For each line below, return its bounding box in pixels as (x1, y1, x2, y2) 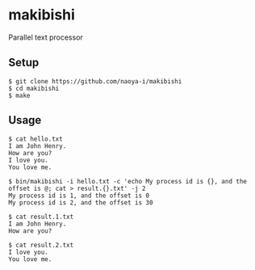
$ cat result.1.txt (8, 213, 74, 221)
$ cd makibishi (8, 84, 60, 92)
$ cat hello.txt (8, 135, 63, 143)
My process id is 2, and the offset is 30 (8, 198, 153, 207)
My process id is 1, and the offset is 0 (8, 192, 150, 200)
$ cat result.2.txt (8, 241, 74, 249)
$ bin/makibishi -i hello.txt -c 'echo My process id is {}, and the (8, 177, 248, 185)
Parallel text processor (8, 32, 83, 42)
